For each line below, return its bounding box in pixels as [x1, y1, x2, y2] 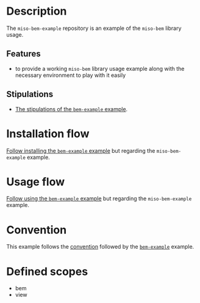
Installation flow [6, 126, 90, 141]
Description [6, 4, 67, 18]
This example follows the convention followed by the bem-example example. [6, 243, 195, 250]
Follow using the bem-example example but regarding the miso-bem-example [6, 195, 192, 202]
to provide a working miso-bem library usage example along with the [15, 65, 185, 72]
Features [6, 49, 41, 59]
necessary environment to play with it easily [15, 71, 126, 79]
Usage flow [6, 175, 65, 189]
